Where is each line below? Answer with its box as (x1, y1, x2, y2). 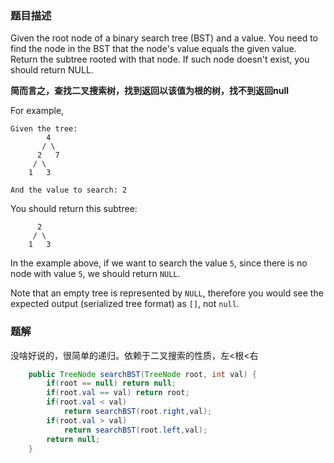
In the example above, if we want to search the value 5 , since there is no (10, 257, 308, 269)
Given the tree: (10, 124, 78, 134)
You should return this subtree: (10, 203, 138, 215)
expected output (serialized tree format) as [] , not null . (10, 298, 240, 310)
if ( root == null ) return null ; (46, 378, 177, 389)
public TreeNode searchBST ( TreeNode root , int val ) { (28, 369, 257, 379)
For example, (10, 105, 65, 117)
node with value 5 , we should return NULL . (10, 268, 181, 280)
